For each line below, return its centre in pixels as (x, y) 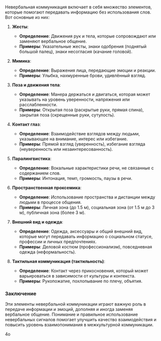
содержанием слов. (40, 173)
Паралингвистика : (32, 159)
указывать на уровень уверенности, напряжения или (74, 99)
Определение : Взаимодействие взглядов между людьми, (80, 134)
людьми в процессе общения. (50, 202)
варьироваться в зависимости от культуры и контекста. (77, 276)
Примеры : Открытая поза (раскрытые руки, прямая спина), (81, 110)
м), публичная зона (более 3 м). (52, 212)
